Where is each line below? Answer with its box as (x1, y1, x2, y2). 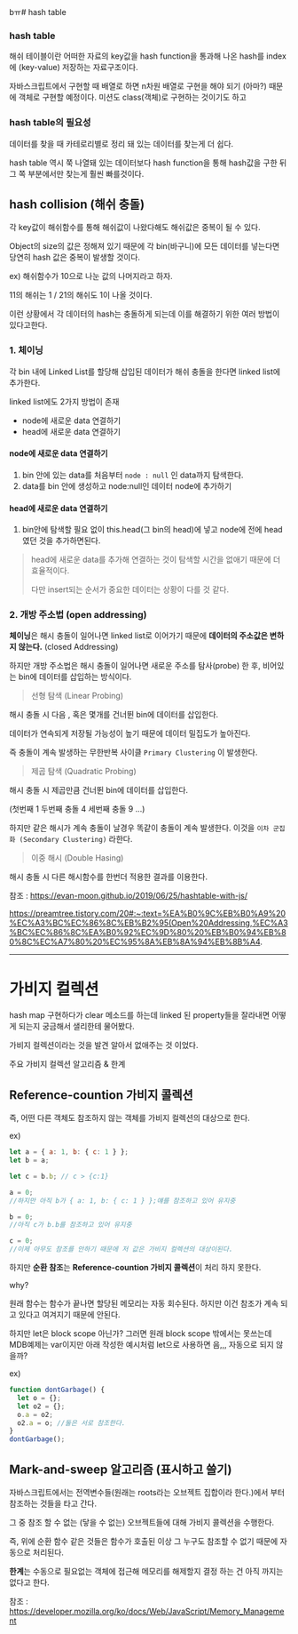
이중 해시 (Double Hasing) (30, 853, 124, 863)
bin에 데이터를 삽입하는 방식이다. (18, 671, 132, 682)
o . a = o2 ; (17, 1410, 53, 1419)
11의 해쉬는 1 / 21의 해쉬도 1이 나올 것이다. (9, 290, 153, 300)
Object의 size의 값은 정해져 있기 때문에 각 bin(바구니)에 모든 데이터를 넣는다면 (9, 241, 280, 252)
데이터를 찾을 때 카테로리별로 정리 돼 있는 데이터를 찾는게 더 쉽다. (9, 138, 234, 148)
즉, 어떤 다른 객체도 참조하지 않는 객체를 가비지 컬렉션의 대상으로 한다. (9, 1113, 250, 1124)
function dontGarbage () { (9, 1385, 105, 1395)
